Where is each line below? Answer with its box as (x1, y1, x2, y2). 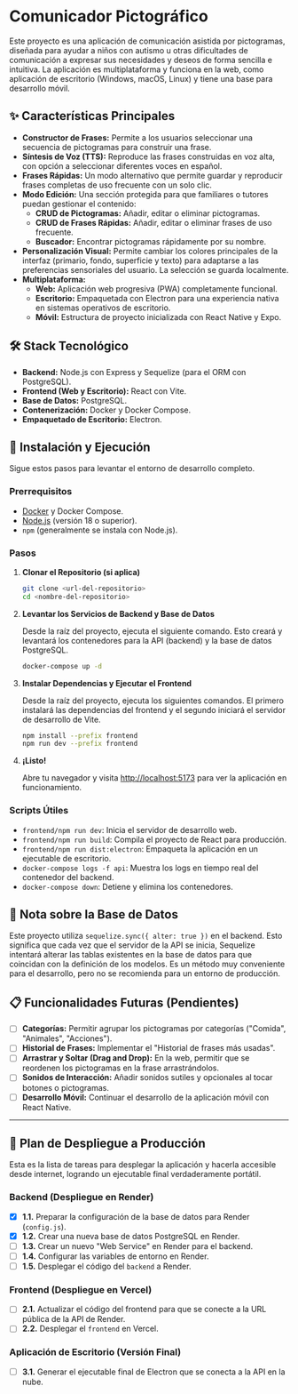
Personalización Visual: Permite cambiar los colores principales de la (21, 245, 278, 256)
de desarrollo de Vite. (21, 714, 101, 725)
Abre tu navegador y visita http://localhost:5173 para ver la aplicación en (21, 773, 287, 783)
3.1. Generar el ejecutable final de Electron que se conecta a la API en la (21, 1366, 286, 1377)
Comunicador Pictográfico (9, 6, 208, 27)
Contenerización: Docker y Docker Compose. (21, 405, 192, 415)
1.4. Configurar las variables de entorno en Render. (21, 1251, 209, 1262)
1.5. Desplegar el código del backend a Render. (21, 1261, 192, 1271)
